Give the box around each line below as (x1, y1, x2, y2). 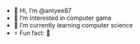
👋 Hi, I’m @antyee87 (13, 7, 72, 14)
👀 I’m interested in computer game (13, 14, 112, 22)
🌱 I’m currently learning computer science (13, 21, 133, 29)
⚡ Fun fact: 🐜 (13, 29, 50, 37)
